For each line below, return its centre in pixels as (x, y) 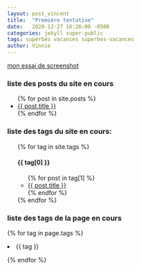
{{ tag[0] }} (34, 162)
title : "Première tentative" (51, 20)
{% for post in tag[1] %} (61, 178)
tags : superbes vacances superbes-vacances (71, 40)
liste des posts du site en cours (60, 83)
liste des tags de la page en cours (65, 218)
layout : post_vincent (38, 14)
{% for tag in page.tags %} (46, 233)
